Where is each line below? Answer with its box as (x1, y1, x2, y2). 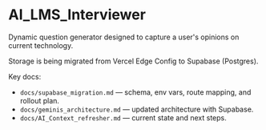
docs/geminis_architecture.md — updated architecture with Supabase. (19, 104, 254, 114)
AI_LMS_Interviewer (8, 6, 147, 24)
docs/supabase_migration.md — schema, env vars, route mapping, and (19, 87, 252, 97)
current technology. (8, 40, 74, 50)
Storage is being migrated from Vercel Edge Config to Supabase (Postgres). (8, 56, 259, 66)
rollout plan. (19, 95, 60, 105)
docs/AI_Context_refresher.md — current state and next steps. (19, 112, 227, 122)
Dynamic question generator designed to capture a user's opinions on (8, 32, 240, 42)
